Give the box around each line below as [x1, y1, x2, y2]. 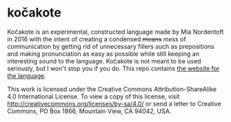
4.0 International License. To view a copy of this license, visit [7, 92, 180, 101]
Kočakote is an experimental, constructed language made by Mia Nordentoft [7, 28, 224, 36]
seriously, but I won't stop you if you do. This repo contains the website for [7, 64, 220, 72]
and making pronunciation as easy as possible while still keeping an [7, 50, 200, 58]
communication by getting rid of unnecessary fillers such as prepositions [7, 42, 215, 50]
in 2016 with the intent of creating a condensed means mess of [7, 34, 186, 43]
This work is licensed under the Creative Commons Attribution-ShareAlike [7, 85, 217, 93]
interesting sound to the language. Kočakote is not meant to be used [7, 57, 201, 65]
